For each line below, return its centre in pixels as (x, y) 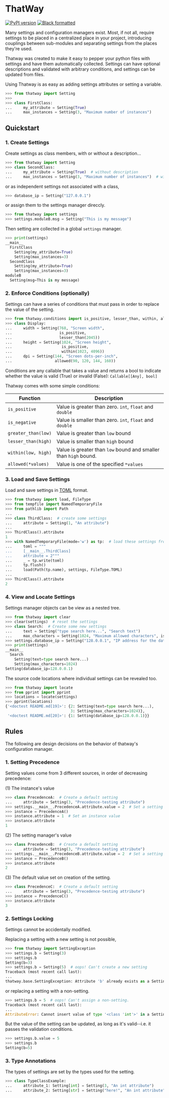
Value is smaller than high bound (95, 441)
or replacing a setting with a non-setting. (47, 991)
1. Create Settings (27, 142)
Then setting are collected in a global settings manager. (64, 229)
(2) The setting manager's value (38, 835)
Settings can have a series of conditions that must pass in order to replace (82, 304)
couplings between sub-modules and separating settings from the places (81, 43)
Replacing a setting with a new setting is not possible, (61, 939)
